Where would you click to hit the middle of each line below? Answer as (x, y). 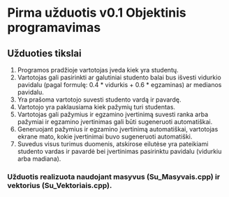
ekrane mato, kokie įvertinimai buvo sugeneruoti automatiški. (105, 136)
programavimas (54, 27)
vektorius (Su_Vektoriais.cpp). (60, 185)
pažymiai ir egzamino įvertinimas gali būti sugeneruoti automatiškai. (115, 122)
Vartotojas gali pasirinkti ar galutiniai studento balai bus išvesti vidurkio (119, 77)
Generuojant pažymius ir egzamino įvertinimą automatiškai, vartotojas (118, 129)
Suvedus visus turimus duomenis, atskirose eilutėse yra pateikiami (113, 144)
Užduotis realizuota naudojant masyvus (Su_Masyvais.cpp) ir (114, 177)
